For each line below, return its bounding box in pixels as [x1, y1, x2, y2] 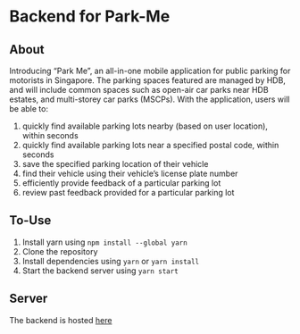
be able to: [9, 104, 49, 113]
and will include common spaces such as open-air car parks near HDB [9, 85, 270, 95]
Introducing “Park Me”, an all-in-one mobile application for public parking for [9, 65, 291, 76]
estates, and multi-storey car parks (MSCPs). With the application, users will [9, 94, 290, 104]
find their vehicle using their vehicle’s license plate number [21, 168, 238, 179]
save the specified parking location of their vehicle [21, 159, 209, 169]
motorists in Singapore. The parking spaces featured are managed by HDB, [9, 75, 286, 86]
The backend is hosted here [9, 314, 112, 325]
